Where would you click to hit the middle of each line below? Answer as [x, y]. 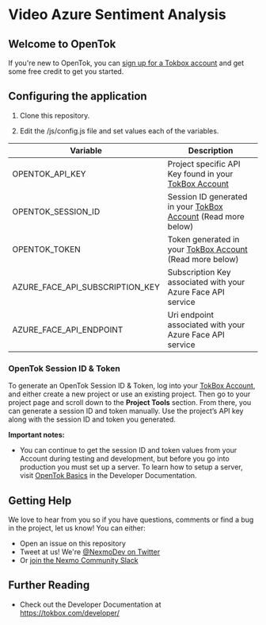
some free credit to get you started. [66, 71]
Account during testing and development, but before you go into [124, 459]
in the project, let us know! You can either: [77, 528]
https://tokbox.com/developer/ [70, 612]
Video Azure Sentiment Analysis [118, 15]
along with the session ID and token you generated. [92, 419]
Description [211, 150]
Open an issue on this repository [73, 543]
